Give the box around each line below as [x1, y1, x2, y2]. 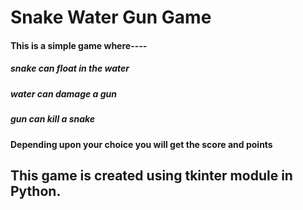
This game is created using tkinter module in [10, 167, 293, 184]
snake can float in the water [10, 62, 130, 75]
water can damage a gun [10, 87, 118, 100]
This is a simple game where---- [10, 39, 148, 51]
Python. [10, 182, 62, 200]
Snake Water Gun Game [10, 6, 212, 29]
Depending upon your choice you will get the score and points [10, 138, 273, 150]
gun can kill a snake [10, 113, 96, 125]
